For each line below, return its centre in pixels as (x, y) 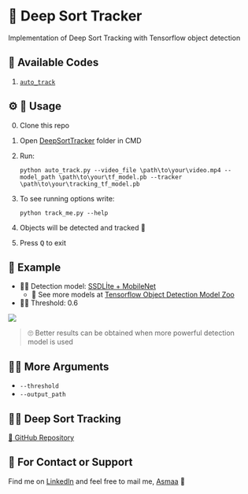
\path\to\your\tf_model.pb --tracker (120, 177)
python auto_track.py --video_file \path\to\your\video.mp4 (120, 170)
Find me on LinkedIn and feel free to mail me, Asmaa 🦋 (96, 481)
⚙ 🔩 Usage (35, 107)
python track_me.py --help (64, 213)
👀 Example (35, 267)
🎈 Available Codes (54, 63)
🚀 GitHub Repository (41, 437)
